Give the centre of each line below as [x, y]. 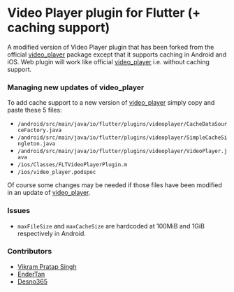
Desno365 [32, 282]
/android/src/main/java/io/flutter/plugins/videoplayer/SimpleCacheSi [122, 138]
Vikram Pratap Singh [47, 266]
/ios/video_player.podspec [57, 173]
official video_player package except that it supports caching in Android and [117, 54]
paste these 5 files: [35, 110]
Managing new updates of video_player [76, 87]
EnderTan [31, 274]
